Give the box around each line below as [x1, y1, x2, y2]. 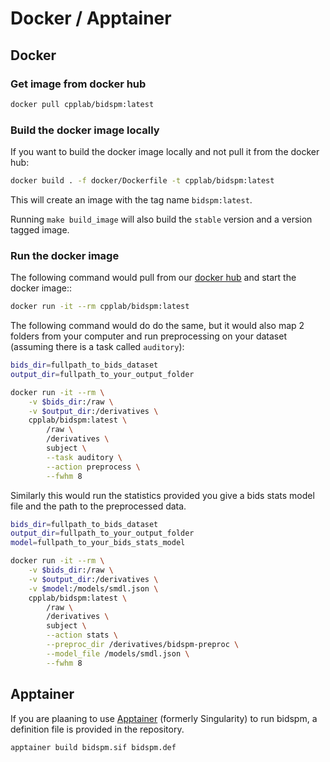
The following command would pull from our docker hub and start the [10, 272, 297, 284]
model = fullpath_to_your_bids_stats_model [10, 538, 186, 548]
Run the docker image [10, 248, 120, 262]
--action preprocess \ [46, 462, 141, 472]
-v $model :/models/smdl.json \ [28, 583, 159, 594]
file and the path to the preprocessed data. [10, 500, 187, 512]
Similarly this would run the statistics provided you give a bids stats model [10, 489, 315, 501]
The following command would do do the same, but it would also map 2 [10, 320, 305, 332]
